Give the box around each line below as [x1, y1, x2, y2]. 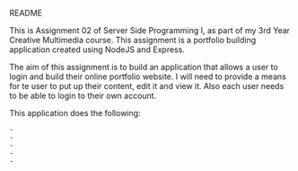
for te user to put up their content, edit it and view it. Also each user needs [9, 81, 285, 91]
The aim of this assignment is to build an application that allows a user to [9, 62, 278, 72]
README [9, 8, 43, 18]
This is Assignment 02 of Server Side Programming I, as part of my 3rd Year [9, 25, 290, 35]
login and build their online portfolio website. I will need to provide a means [9, 71, 287, 82]
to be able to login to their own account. [9, 90, 157, 101]
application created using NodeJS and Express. [9, 44, 186, 55]
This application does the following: [9, 108, 141, 118]
